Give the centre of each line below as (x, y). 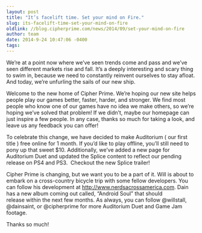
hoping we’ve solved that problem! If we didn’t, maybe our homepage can (98, 113)
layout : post (23, 12)
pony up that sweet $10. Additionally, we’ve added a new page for (88, 150)
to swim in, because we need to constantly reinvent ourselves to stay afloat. (101, 75)
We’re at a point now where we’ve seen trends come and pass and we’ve (97, 62)
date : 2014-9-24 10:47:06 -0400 (47, 40)
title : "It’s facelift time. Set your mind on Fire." (75, 17)
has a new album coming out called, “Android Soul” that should (84, 193)
